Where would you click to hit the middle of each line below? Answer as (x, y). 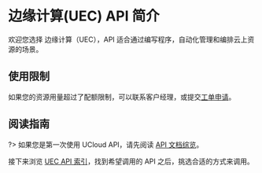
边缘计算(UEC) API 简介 (84, 16)
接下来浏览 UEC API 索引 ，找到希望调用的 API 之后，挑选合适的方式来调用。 (131, 161)
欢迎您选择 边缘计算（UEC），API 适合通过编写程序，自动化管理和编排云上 (128, 39)
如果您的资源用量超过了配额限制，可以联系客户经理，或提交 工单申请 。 (122, 97)
